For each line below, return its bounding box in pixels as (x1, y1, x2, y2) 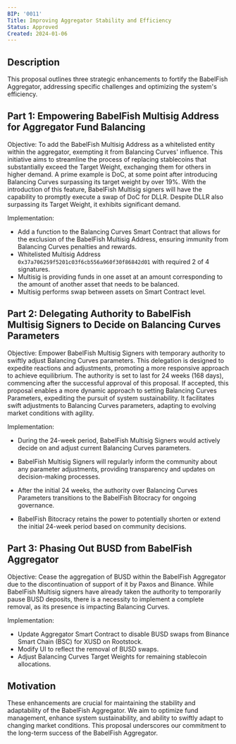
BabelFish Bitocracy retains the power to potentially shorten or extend (17, 515, 221, 523)
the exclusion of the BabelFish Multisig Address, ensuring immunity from (17, 234, 229, 244)
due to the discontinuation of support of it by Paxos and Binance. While (7, 580, 214, 588)
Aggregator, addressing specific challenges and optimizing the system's (7, 83, 217, 91)
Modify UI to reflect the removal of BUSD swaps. (17, 644, 159, 653)
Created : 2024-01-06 (7, 30, 68, 37)
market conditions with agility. (7, 409, 94, 417)
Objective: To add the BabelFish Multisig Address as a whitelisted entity (7, 140, 215, 148)
